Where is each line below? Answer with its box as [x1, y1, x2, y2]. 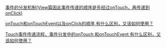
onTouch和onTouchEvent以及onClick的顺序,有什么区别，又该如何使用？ [5, 21, 154, 26]
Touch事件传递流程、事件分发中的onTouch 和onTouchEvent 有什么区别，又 [5, 31, 161, 37]
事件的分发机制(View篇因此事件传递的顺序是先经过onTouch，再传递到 [5, 5, 150, 10]
